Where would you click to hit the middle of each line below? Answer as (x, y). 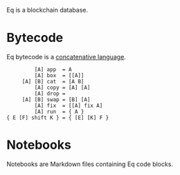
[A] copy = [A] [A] (62, 87)
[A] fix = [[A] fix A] (69, 105)
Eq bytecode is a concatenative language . (66, 56)
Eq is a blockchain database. (47, 10)
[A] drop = (50, 93)
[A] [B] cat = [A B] (53, 81)
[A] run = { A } (59, 112)
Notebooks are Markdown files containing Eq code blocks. (90, 164)
